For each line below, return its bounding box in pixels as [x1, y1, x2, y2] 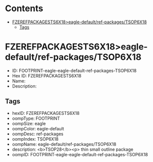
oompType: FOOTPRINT [12, 115, 60, 121]
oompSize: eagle [12, 120, 46, 126]
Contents [5, 3, 44, 14]
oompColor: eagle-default [12, 126, 64, 131]
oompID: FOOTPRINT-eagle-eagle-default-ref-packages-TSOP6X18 [12, 151, 148, 157]
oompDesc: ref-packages [12, 131, 64, 137]
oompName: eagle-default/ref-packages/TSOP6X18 [12, 141, 117, 147]
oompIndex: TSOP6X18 [12, 136, 59, 142]
